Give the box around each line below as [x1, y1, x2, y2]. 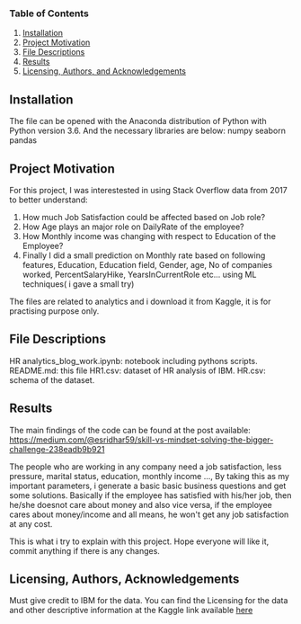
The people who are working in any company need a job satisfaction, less [9, 461, 282, 472]
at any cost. [9, 518, 53, 529]
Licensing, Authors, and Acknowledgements [22, 66, 187, 76]
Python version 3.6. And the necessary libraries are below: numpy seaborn [9, 125, 286, 137]
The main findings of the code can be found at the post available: [9, 424, 252, 435]
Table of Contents [9, 7, 90, 20]
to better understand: [9, 194, 88, 205]
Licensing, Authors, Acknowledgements [9, 571, 240, 586]
